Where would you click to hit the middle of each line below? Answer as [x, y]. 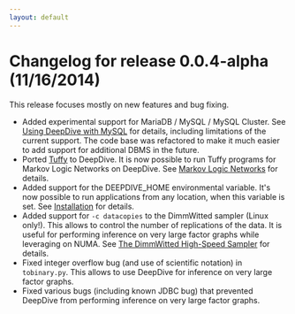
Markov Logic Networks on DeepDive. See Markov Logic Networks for [150, 168]
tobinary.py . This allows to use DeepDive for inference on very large [147, 272]
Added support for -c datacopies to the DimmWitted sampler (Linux [145, 215]
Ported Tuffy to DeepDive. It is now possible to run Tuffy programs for [149, 159]
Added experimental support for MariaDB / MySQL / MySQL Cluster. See [154, 121]
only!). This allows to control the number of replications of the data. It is [152, 225]
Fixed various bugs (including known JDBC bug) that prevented [137, 291]
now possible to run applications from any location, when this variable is [153, 196]
